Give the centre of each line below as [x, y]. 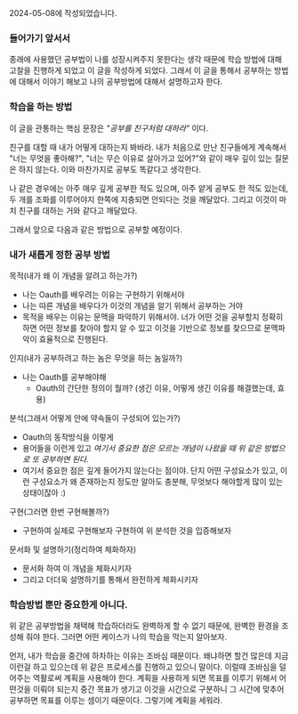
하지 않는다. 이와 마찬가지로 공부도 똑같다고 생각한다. [110, 169]
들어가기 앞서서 [40, 38]
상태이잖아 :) [44, 492]
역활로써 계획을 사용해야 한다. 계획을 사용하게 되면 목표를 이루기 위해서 [155, 678]
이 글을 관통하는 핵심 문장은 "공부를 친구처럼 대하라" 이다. [109, 128]
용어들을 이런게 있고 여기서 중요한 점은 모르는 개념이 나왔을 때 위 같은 [142, 448]
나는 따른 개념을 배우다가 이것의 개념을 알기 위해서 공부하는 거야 [132, 305]
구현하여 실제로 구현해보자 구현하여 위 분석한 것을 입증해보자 [127, 530]
